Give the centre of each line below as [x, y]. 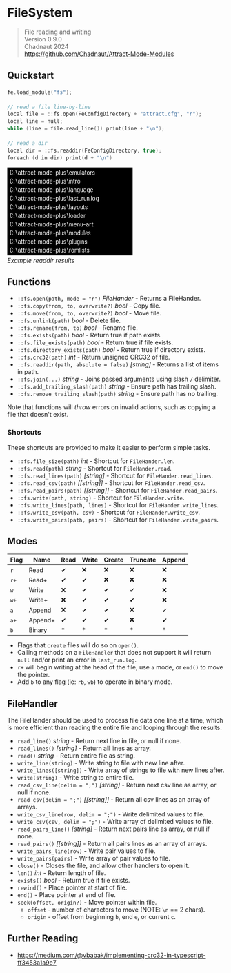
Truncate [143, 560]
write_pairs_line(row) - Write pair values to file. [87, 851]
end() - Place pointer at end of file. [66, 894]
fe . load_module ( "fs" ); [40, 92]
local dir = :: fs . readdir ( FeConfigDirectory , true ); [84, 150]
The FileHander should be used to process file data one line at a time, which [115, 720]
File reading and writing [58, 32]
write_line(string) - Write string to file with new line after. [101, 763]
